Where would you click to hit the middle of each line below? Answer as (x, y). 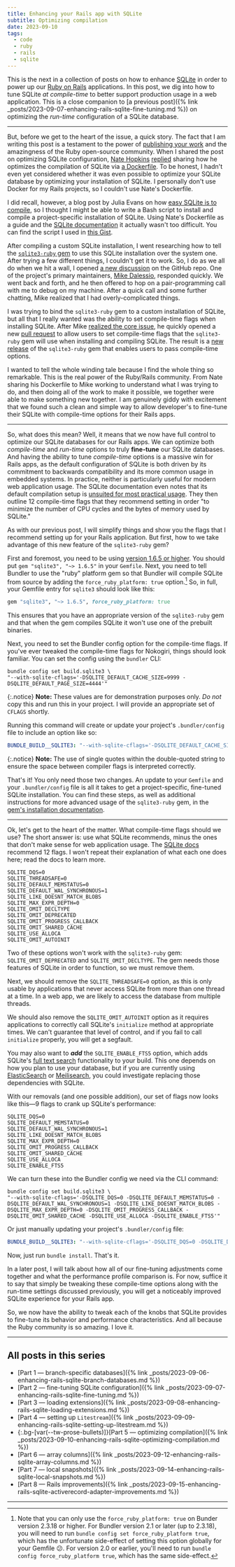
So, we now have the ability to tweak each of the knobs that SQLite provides (117, 1312)
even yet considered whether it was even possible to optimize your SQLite (114, 174)
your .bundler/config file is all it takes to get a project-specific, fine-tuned (114, 787)
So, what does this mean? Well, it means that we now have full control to (112, 434)
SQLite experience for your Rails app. (61, 1299)
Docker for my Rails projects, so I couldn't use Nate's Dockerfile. (100, 188)
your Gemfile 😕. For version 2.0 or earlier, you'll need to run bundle (114, 1548)
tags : (15, 33)
